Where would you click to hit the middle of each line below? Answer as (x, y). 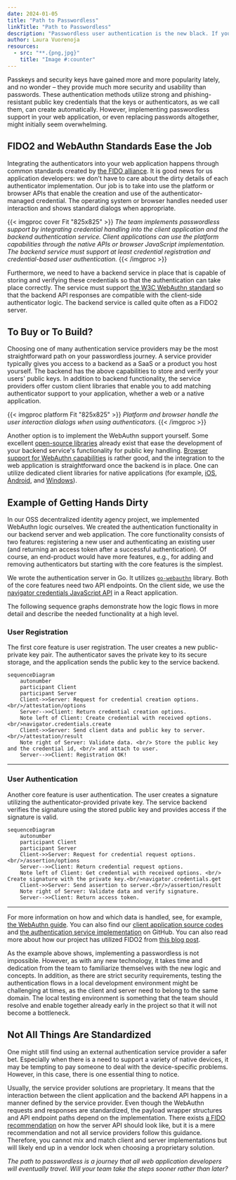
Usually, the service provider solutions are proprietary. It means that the (111, 1088)
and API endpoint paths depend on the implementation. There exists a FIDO (117, 1117)
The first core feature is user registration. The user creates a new (102, 648)
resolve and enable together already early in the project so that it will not (112, 1005)
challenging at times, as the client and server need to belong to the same (113, 990)
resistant (20, 102)
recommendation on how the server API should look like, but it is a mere (111, 1125)
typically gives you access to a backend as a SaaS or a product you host (112, 364)
